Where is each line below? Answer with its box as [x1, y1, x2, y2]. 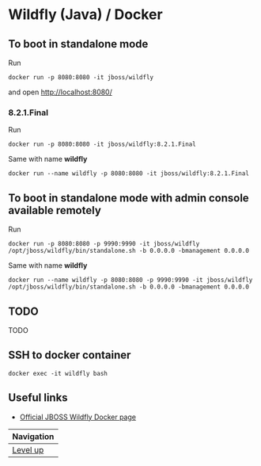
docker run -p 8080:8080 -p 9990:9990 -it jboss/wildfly [8, 240, 200, 248]
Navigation [12, 430, 55, 441]
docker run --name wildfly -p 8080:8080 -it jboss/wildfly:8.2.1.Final [8, 170, 249, 178]
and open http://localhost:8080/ [8, 87, 112, 97]
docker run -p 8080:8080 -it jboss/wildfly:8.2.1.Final [8, 140, 196, 148]
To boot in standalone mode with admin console [8, 191, 249, 204]
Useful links [8, 391, 69, 405]
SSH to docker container [8, 349, 131, 362]
